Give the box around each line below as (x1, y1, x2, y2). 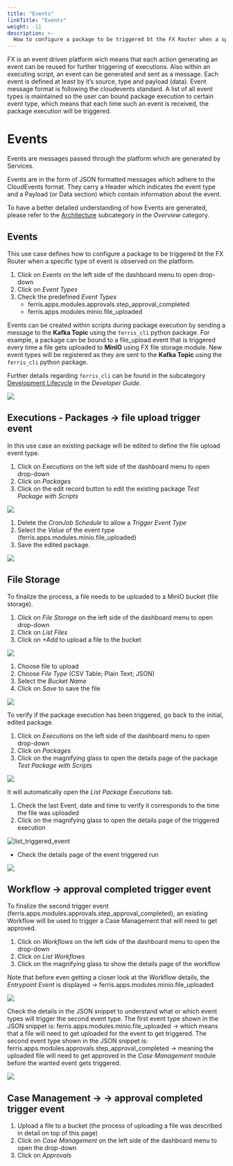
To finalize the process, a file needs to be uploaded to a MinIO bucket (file (7, 592, 218, 601)
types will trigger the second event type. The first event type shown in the (7, 1014, 218, 1023)
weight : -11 (7, 23, 42, 30)
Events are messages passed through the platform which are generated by (7, 155, 221, 163)
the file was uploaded (17, 808, 80, 817)
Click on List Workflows (17, 952, 85, 961)
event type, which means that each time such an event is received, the (7, 100, 209, 108)
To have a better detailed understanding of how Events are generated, (7, 203, 208, 212)
